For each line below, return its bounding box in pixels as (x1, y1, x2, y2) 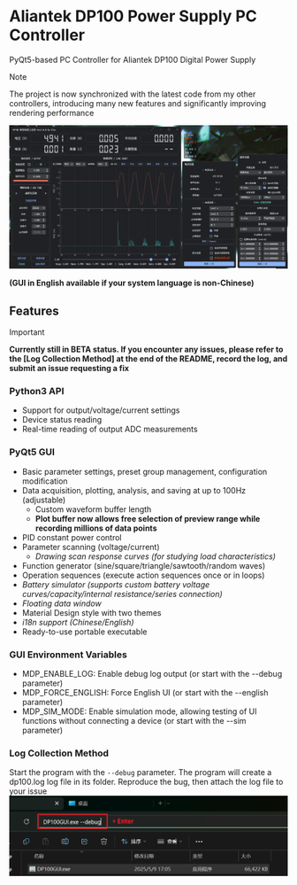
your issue (9, 786, 48, 796)
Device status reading (21, 415, 103, 425)
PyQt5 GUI (9, 446, 56, 458)
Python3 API (9, 385, 65, 398)
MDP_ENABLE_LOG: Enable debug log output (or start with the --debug (21, 669, 283, 679)
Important (9, 327, 45, 338)
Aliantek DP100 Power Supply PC (9, 6, 258, 27)
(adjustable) (21, 494, 66, 505)
